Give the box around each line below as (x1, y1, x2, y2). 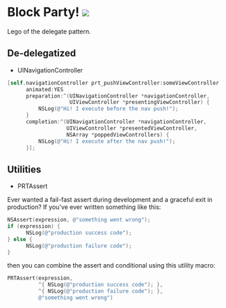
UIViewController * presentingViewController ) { (69, 99, 210, 106)
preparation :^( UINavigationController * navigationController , (25, 92, 210, 100)
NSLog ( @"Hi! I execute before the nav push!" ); (38, 105, 179, 112)
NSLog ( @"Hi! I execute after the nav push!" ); (38, 137, 176, 145)
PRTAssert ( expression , (7, 275, 73, 282)
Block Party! (7, 4, 80, 20)
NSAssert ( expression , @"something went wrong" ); (7, 217, 151, 224)
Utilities (7, 163, 42, 175)
